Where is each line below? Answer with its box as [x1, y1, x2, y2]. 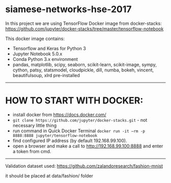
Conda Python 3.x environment [12, 56, 78, 62]
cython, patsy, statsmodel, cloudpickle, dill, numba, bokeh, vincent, [12, 67, 154, 73]
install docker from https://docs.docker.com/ [12, 112, 107, 118]
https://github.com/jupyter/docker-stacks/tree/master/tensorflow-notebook [5, 25, 164, 31]
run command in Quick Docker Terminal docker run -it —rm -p [12, 128, 145, 134]
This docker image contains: [5, 35, 65, 42]
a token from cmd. [12, 148, 51, 154]
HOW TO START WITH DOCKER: [5, 95, 144, 106]
